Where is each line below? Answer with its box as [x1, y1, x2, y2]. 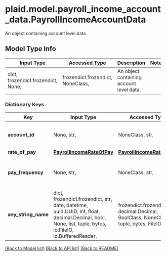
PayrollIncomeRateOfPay [53, 149, 114, 156]
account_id [7, 131, 35, 138]
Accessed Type [68, 59, 106, 66]
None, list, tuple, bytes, [53, 220, 107, 227]
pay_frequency [7, 169, 43, 176]
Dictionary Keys [5, 101, 44, 108]
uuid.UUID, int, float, [53, 208, 100, 215]
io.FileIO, [53, 226, 74, 233]
